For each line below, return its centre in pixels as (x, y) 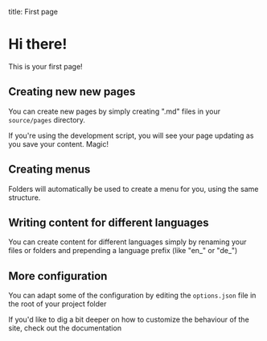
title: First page (33, 12)
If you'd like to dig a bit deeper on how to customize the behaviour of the (129, 320)
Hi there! (38, 44)
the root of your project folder (58, 304)
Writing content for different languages (109, 222)
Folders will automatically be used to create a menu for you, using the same (133, 189)
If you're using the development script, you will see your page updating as (131, 135)
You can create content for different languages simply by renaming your (127, 242)
